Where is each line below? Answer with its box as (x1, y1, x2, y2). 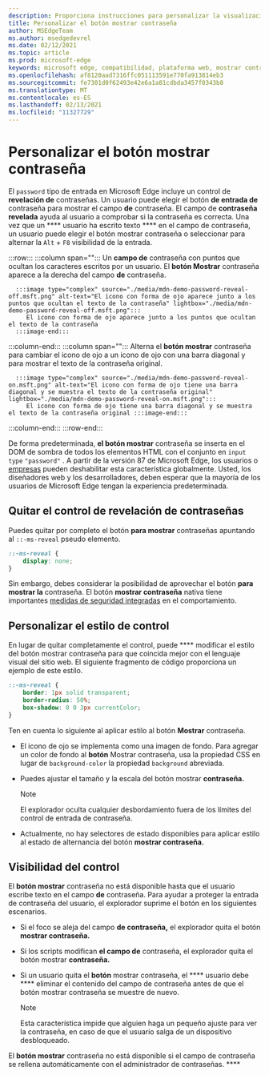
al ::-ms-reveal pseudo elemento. (8, 534, 121, 544)
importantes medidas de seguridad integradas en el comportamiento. (8, 596, 238, 605)
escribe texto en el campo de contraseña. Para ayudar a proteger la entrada (8, 890, 259, 900)
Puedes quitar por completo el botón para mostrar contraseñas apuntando (8, 525, 255, 535)
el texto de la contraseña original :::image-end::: (8, 409, 188, 417)
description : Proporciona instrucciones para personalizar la (8, 11, 220, 20)
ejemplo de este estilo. (8, 666, 83, 676)
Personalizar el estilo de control (8, 619, 170, 632)
